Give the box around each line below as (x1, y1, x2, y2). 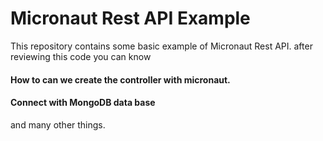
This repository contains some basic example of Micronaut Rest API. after (10, 40, 313, 52)
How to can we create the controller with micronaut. (10, 73, 231, 86)
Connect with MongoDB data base (10, 97, 156, 109)
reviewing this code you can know (10, 50, 152, 62)
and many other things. (10, 118, 106, 131)
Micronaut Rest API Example (10, 7, 251, 30)
